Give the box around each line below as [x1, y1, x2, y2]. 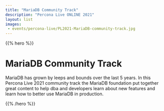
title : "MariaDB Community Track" [5, 7, 79, 13]
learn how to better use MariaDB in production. [5, 91, 104, 97]
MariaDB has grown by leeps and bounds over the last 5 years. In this [5, 75, 151, 81]
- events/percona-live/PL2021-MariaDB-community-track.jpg [7, 26, 136, 31]
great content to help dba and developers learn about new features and [5, 86, 155, 92]
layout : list [5, 17, 33, 22]
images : [5, 21, 22, 27]
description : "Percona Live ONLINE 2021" [5, 12, 95, 17]
